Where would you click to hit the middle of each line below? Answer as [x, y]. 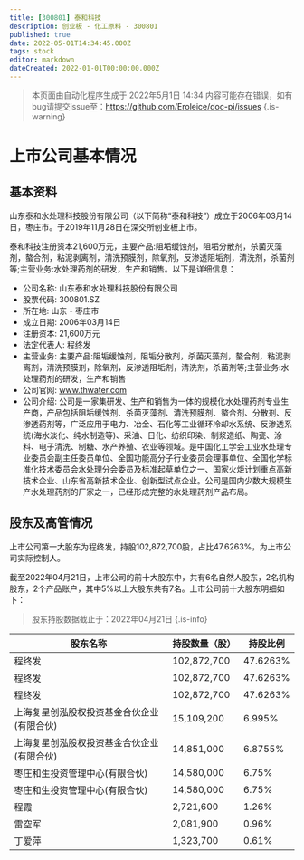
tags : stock [32, 52]
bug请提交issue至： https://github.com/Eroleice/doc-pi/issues [147, 106]
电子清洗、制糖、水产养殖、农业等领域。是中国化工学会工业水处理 [161, 446]
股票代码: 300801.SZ [61, 299]
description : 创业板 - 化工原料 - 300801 [84, 26]
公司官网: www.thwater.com [75, 389]
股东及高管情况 [51, 523]
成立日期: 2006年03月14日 [71, 321]
